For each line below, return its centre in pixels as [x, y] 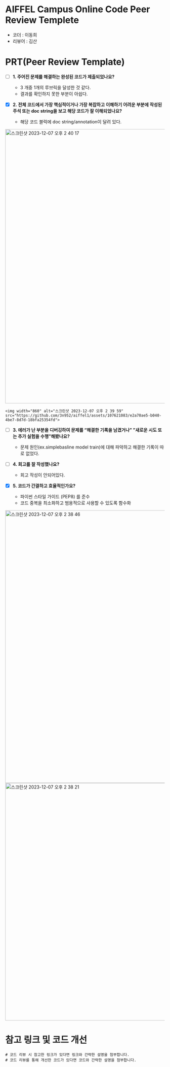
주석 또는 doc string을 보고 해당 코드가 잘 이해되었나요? [67, 111]
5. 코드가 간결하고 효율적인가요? [44, 486]
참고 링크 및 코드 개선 [46, 1040]
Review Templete [42, 20]
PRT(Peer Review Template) [65, 62]
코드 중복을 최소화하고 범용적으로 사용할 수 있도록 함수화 [76, 503]
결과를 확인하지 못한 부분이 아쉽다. [54, 94]
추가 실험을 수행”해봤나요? [44, 436]
